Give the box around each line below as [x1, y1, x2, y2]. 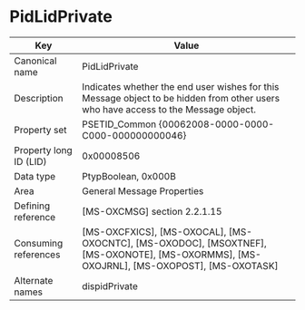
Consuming [14, 237, 64, 249]
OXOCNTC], [81, 237, 133, 249]
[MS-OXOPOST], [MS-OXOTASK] [133, 259, 279, 272]
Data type [14, 170, 56, 182]
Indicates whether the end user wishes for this [81, 80, 280, 92]
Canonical [14, 54, 57, 67]
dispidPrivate [81, 279, 139, 292]
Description [14, 92, 64, 104]
